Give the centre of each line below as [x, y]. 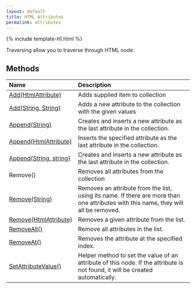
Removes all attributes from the [121, 172]
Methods [23, 69]
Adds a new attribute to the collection [129, 105]
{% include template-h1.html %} [44, 39]
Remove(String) [31, 199]
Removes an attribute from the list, [125, 189]
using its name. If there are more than [129, 196]
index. [86, 246]
